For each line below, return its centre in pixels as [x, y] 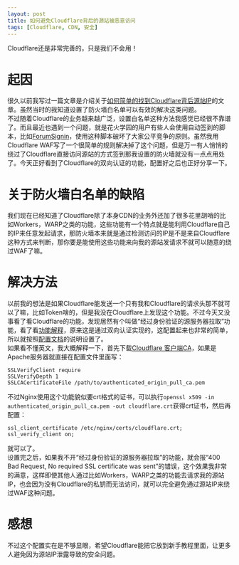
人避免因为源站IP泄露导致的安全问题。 [63, 554]
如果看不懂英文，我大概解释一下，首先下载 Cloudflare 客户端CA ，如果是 [112, 348]
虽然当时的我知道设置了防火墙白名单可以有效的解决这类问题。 [110, 110]
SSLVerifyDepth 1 [33, 377]
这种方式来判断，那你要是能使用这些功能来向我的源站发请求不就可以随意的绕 [119, 242]
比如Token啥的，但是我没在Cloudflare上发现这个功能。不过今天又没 [131, 312]
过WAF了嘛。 [27, 251]
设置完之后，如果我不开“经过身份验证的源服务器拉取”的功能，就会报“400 [114, 458]
